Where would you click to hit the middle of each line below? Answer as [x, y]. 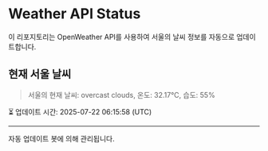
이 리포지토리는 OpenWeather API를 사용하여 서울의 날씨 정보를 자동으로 [122, 37]
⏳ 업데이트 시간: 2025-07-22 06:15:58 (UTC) [80, 111]
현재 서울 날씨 [40, 74]
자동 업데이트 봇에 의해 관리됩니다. [61, 138]
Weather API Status [75, 14]
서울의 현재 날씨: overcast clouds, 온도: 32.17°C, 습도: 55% [121, 95]
